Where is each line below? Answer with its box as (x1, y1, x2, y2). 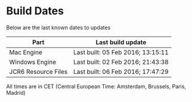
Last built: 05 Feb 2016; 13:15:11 (73, 48, 169, 56)
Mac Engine (9, 48, 43, 56)
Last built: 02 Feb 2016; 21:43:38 (73, 58, 169, 66)
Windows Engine (9, 58, 57, 66)
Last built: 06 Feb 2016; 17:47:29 (73, 67, 169, 76)
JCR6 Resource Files (9, 67, 68, 76)
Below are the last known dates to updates (6, 24, 111, 31)
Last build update (95, 38, 147, 46)
